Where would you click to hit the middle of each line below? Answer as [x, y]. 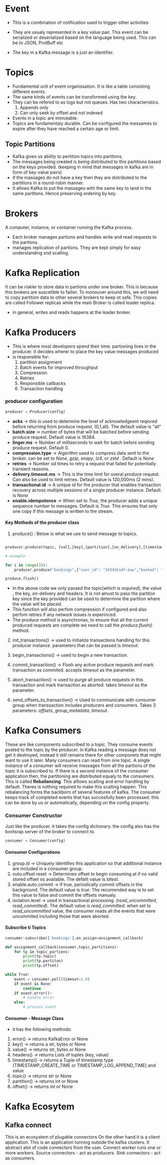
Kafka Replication [42, 273]
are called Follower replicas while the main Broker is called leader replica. [80, 302]
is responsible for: [31, 357]
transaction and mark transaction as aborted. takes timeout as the [80, 685]
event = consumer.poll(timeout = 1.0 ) [52, 979]
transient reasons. [31, 469]
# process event [40, 1007]
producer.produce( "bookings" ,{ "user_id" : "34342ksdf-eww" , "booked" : [86, 570]
